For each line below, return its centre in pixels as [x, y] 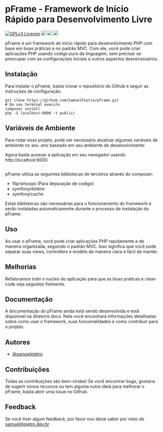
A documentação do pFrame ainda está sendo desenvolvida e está [72, 311]
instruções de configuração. [33, 91]
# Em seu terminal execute [32, 104]
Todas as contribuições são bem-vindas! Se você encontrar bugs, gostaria [80, 381]
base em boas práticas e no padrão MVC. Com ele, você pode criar [73, 48]
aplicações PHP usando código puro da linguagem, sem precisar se [73, 53]
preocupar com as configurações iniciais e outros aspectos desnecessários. [82, 59]
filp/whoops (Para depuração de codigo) [53, 183]
